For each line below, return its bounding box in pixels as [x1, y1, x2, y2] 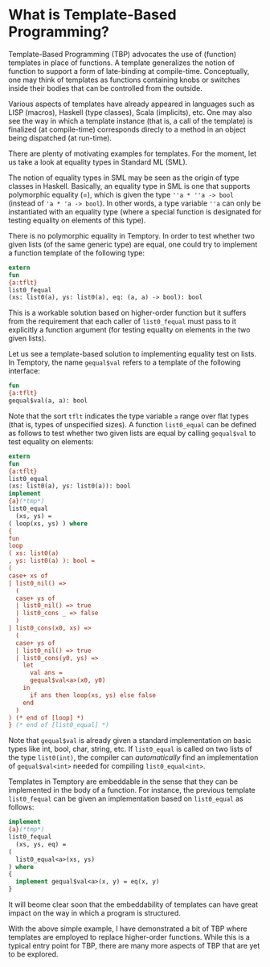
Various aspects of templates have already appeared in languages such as [8, 99, 255, 108]
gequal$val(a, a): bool [8, 397, 88, 405]
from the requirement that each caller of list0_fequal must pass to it [8, 316, 237, 326]
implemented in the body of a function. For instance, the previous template [8, 785, 256, 795]
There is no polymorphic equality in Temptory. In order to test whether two [8, 231, 256, 240]
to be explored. [8, 949, 59, 959]
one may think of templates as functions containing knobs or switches [8, 75, 241, 84]
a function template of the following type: [8, 247, 145, 258]
